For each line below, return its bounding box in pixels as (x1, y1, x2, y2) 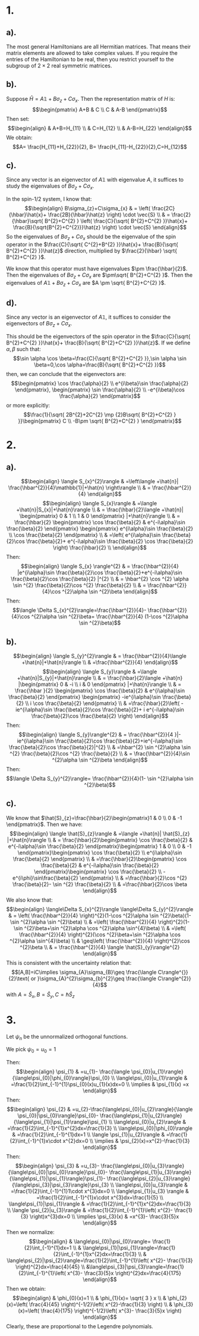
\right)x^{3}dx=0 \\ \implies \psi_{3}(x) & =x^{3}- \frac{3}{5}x (29, 1213, 179, 1220)
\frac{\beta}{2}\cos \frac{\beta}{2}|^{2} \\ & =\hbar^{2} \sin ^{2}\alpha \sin (8, 744, 191, 751)
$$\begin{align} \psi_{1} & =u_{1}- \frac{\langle (15, 1068, 130, 1076)
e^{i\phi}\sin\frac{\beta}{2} (12, 874, 78, 881)
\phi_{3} (173, 1301, 194, 1308)
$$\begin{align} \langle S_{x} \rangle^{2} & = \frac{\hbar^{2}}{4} (20, 563, 179, 570)
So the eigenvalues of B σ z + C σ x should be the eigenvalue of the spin (6, 233, 176, 242)
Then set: (6, 115, 30, 122)
